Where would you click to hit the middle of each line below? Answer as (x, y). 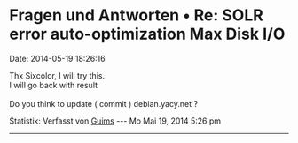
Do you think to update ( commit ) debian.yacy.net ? (103, 103)
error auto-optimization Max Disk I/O (147, 34)
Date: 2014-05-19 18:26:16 (57, 58)
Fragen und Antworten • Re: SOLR (136, 15)
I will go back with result (54, 85)
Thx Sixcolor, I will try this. (57, 75)
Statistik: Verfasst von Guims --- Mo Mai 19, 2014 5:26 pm (115, 121)
